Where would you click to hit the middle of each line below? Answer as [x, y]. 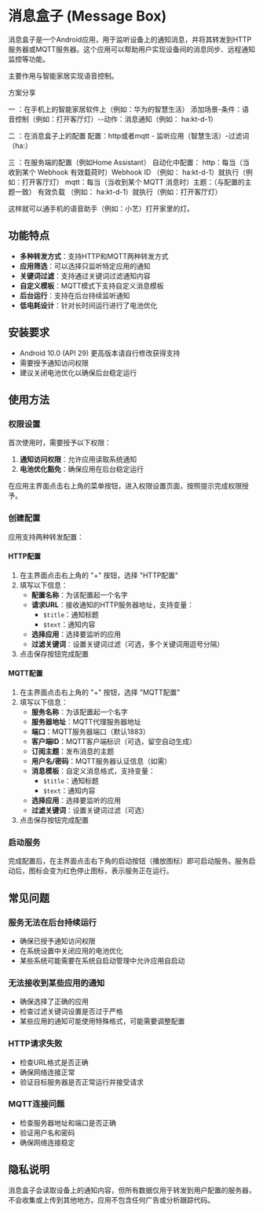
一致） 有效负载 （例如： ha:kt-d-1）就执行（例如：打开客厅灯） [118, 192]
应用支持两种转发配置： [46, 536]
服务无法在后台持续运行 [52, 923]
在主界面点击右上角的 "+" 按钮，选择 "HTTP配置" [99, 575]
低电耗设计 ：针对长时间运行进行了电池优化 [88, 305]
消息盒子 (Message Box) [88, 16]
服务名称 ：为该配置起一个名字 [79, 712]
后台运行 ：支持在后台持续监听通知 [75, 295]
